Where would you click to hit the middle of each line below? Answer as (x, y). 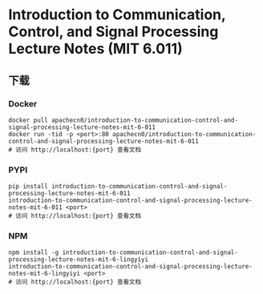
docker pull (28, 120)
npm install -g (34, 253)
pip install (28, 187)
